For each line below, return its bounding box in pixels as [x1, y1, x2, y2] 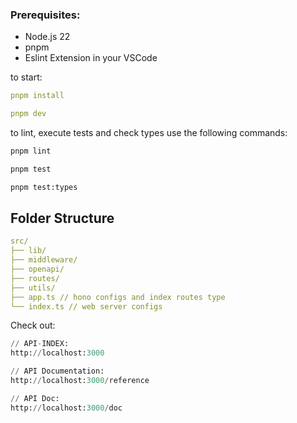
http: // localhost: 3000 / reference [10, 376, 150, 386]
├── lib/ [10, 246, 47, 256]
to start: [10, 71, 43, 83]
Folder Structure [10, 210, 115, 227]
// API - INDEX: [10, 339, 70, 349]
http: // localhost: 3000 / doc [10, 403, 123, 413]
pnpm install [10, 91, 65, 101]
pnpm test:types [10, 182, 78, 192]
